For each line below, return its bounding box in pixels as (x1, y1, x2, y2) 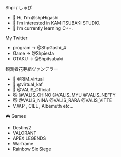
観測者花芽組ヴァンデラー (5, 66, 58, 72)
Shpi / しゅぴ (5, 5, 32, 10)
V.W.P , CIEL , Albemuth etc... (12, 103, 74, 109)
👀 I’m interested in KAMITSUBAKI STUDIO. (12, 20, 101, 26)
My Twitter (5, 35, 28, 41)
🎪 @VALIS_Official (12, 87, 50, 92)
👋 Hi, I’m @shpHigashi (12, 15, 59, 20)
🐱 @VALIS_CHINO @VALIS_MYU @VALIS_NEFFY (12, 92, 116, 98)
